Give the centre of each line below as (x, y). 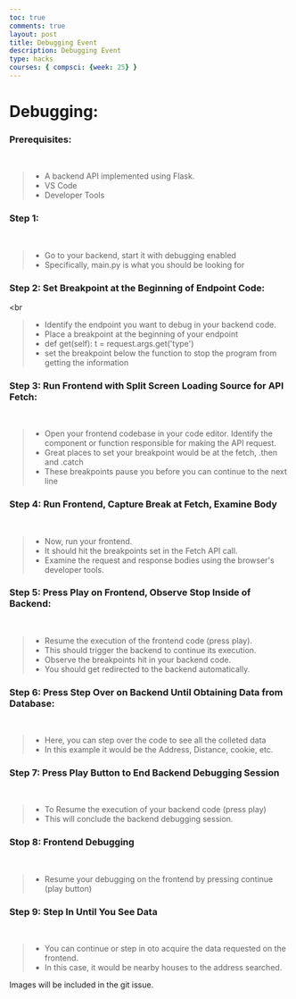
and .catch (64, 462)
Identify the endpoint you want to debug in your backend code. (160, 324)
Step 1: (24, 218)
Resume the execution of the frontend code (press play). (148, 641)
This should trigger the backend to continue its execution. (150, 650)
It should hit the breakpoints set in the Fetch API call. (141, 550)
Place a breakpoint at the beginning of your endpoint (141, 334)
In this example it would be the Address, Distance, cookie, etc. (159, 750)
